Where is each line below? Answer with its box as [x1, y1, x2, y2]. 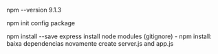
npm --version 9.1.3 [6, 6, 62, 14]
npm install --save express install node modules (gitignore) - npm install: [6, 32, 212, 40]
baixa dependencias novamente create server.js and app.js [6, 40, 174, 47]
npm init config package [6, 19, 76, 27]
